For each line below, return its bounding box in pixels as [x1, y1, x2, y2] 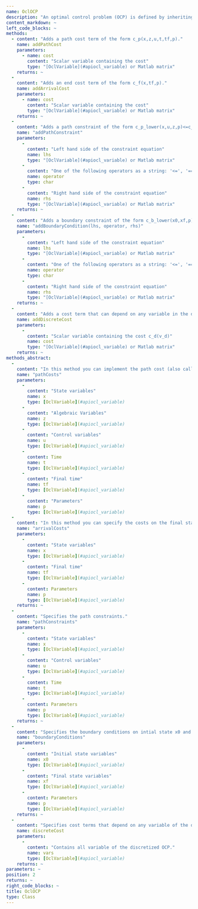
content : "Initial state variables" [27, 751, 117, 757]
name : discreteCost [16, 828, 65, 834]
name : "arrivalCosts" [16, 526, 70, 532]
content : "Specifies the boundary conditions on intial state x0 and [16, 729, 192, 735]
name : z [27, 415, 46, 422]
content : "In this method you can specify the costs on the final [16, 520, 183, 526]
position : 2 [6, 872, 35, 878]
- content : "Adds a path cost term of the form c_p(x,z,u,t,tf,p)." [11, 36, 183, 42]
